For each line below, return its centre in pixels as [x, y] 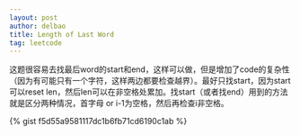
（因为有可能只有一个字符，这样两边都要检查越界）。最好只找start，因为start [150, 81]
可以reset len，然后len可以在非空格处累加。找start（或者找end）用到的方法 [149, 92]
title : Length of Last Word [62, 34]
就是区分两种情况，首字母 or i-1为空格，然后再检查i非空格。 [119, 103]
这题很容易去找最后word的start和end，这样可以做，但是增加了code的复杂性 [150, 69]
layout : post [34, 18]
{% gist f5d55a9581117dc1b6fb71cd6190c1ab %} [98, 121]
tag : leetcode [36, 43]
